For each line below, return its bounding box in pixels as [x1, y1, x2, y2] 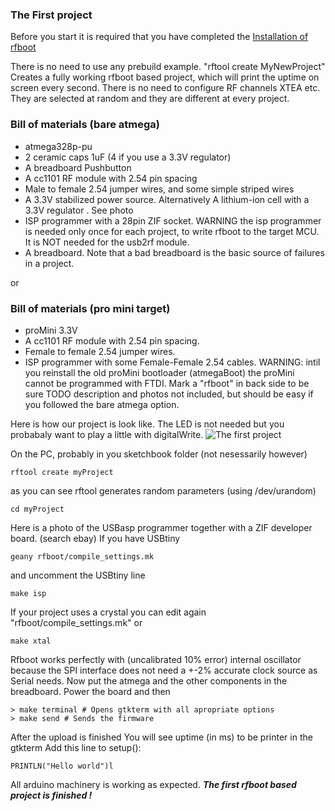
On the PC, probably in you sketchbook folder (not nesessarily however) [10, 448, 308, 460]
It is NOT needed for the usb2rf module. [24, 236, 190, 248]
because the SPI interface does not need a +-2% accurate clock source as [10, 664, 318, 676]
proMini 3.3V [24, 324, 78, 336]
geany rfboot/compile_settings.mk [10, 551, 155, 562]
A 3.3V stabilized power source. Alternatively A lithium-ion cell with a [24, 193, 310, 205]
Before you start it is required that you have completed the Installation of [10, 31, 309, 43]
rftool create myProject [10, 467, 114, 477]
